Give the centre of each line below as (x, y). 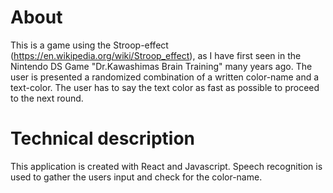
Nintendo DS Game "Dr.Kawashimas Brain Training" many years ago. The (161, 66)
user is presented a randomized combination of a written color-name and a (165, 77)
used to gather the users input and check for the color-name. (136, 177)
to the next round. (47, 98)
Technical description (103, 138)
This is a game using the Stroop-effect (89, 45)
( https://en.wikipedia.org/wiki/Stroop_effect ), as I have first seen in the (156, 55)
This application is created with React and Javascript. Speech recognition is (166, 166)
